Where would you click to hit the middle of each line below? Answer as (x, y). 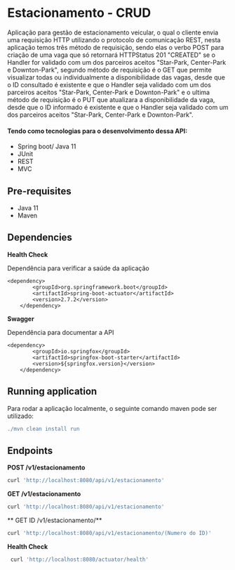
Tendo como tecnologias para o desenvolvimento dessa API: (98, 131)
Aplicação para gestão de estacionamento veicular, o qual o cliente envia (113, 32)
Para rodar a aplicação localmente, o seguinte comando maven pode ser (112, 408)
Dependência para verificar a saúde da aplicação (78, 268)
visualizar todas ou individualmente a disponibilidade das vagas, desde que (116, 77)
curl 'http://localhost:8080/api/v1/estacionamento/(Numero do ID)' (109, 533)
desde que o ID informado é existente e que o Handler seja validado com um (118, 107)
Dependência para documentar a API (61, 332)
